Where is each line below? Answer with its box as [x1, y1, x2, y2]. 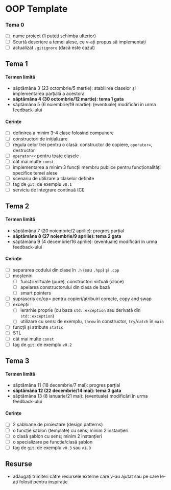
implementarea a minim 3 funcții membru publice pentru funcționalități [12, 164, 161, 170]
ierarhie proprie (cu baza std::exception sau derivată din [20, 307, 141, 313]
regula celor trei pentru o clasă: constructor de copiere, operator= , [12, 141, 153, 148]
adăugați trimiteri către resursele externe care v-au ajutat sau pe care [12, 473, 159, 479]
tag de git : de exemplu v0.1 [12, 181, 72, 187]
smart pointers [20, 290, 51, 296]
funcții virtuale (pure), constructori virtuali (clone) [20, 278, 124, 284]
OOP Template [5, 3, 68, 15]
